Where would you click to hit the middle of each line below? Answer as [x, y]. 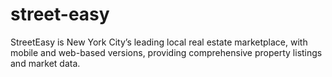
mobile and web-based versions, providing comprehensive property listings [166, 52]
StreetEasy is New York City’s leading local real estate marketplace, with [159, 42]
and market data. [45, 63]
